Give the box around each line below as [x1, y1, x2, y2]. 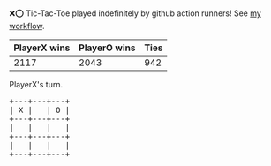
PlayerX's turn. [9, 79, 64, 89]
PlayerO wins [79, 41, 136, 54]
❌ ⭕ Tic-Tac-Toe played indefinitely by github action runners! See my [9, 8, 262, 19]
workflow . [9, 21, 45, 31]
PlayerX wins [13, 41, 71, 54]
